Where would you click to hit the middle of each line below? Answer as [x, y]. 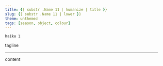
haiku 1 [13, 36]
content [13, 59]
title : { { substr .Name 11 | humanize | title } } [56, 9]
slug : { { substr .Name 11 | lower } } [43, 14]
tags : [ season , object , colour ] [38, 23]
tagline [12, 45]
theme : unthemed [21, 18]
